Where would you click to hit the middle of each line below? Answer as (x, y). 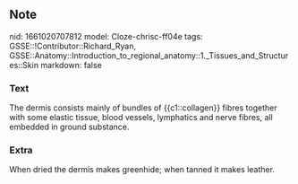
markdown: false (71, 65)
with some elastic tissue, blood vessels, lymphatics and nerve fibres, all (141, 118)
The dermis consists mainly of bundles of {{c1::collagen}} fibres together (143, 108)
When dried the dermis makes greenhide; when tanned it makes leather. (142, 170)
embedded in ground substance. (69, 127)
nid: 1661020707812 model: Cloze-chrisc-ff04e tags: (106, 36)
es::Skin (24, 65)
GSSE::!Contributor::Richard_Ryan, (73, 46)
